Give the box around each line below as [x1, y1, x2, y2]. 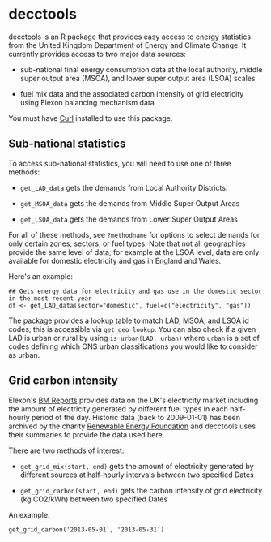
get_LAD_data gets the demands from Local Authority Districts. [19, 183, 228, 192]
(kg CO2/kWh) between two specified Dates [19, 494, 168, 504]
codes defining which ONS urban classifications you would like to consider [8, 342, 258, 351]
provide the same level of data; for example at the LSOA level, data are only [8, 247, 260, 256]
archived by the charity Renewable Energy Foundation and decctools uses [8, 421, 256, 431]
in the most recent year [8, 294, 92, 303]
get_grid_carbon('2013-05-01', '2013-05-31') [8, 525, 164, 534]
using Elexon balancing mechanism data [19, 97, 155, 107]
